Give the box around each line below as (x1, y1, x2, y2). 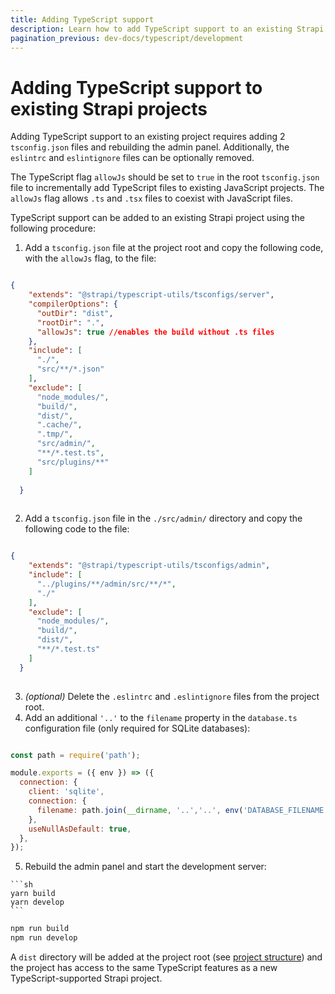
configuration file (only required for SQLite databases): (24, 722, 251, 734)
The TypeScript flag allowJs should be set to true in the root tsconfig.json (10, 171, 320, 183)
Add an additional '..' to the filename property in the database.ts (24, 711, 298, 723)
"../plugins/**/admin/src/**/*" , (36, 579, 177, 589)
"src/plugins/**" (36, 457, 110, 467)
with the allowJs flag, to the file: (24, 252, 157, 265)
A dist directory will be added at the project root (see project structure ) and (10, 951, 323, 963)
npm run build (10, 924, 70, 934)
